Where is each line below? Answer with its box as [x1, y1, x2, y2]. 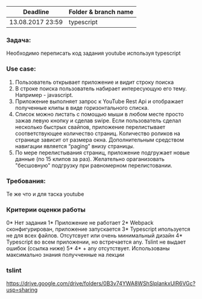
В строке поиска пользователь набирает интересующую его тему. [14, 84, 187, 92]
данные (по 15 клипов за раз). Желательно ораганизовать [14, 155, 165, 162]
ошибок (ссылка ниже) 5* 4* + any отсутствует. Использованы [6, 245, 170, 252]
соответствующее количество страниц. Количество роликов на [14, 130, 181, 137]
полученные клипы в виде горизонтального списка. [14, 104, 149, 111]
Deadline [23, 8, 49, 16]
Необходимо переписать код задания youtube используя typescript [6, 49, 181, 57]
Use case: [6, 65, 36, 73]
